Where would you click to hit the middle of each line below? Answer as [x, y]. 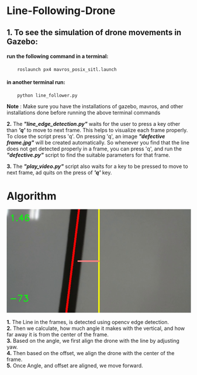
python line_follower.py [47, 95]
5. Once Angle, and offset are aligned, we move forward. [75, 366]
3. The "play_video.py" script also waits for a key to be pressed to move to [98, 166]
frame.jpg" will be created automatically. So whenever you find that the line [98, 142]
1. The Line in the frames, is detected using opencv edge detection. [88, 322]
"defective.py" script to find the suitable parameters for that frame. [88, 155]
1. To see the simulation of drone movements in [94, 32]
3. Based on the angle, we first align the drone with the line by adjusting [93, 341]
